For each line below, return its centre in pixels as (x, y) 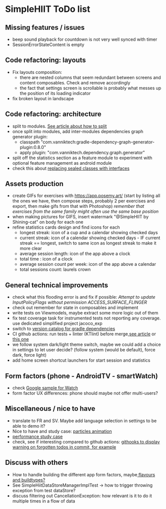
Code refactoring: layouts (46, 60)
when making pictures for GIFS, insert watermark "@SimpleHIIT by (80, 217)
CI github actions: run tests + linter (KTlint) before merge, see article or (84, 334)
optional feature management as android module (62, 163)
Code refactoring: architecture (53, 114)
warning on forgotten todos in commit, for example (64, 447)
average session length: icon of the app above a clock (75, 254)
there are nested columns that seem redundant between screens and (90, 77)
